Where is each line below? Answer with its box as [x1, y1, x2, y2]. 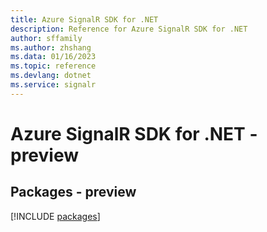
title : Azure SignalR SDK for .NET [10, 14, 159, 25]
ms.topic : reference [10, 61, 97, 71]
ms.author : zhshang [10, 42, 92, 53]
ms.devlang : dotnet [10, 71, 92, 81]
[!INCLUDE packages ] [10, 210, 101, 222]
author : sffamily [10, 33, 83, 43]
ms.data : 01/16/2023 [10, 52, 97, 62]
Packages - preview [10, 184, 137, 201]
